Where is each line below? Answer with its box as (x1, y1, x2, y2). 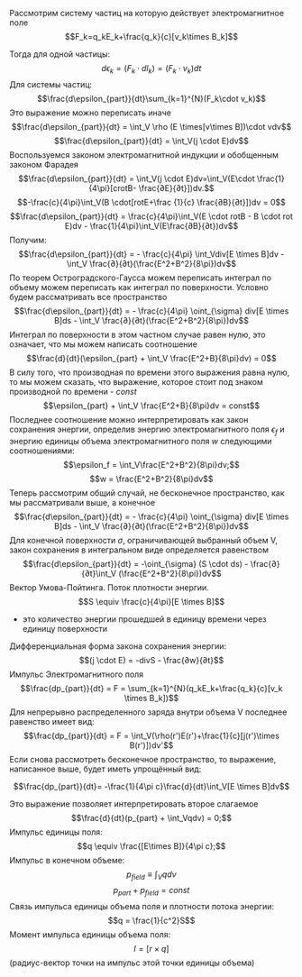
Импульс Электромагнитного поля (9, 669, 144, 680)
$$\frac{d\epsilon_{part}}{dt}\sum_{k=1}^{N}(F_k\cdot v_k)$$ (37, 93, 266, 104)
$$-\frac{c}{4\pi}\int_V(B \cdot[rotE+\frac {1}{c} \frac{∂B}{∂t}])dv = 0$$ (17, 196, 286, 207)
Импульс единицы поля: (9, 826, 104, 837)
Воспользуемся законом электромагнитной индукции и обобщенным (9, 149, 279, 160)
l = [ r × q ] (133, 944, 169, 954)
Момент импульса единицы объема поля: (9, 929, 171, 940)
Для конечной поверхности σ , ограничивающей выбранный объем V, (9, 534, 278, 545)
